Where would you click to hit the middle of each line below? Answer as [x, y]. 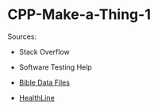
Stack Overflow [44, 51]
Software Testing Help [55, 67]
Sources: [22, 36]
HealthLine [37, 97]
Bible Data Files [44, 82]
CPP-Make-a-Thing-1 [79, 15]
